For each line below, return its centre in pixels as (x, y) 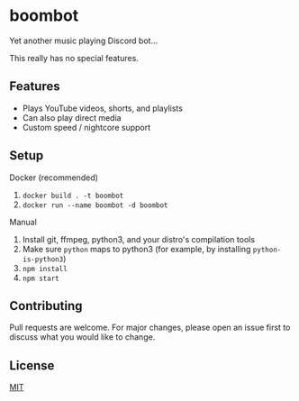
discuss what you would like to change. (82, 337)
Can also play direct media (72, 117)
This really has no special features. (74, 58)
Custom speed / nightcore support (86, 127)
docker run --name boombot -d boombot (95, 205)
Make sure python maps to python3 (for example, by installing (136, 249)
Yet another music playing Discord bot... (84, 41)
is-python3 (43, 259)
